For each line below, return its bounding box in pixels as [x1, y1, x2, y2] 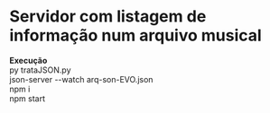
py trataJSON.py [9, 65, 71, 75]
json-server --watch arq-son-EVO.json [9, 74, 154, 84]
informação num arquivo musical [9, 25, 262, 46]
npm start [9, 92, 46, 104]
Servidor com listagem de [9, 6, 207, 27]
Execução [9, 55, 48, 65]
